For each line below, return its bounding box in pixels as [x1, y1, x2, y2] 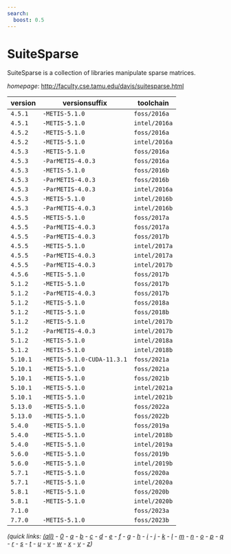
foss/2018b [133, 309, 170, 316]
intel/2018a [133, 337, 173, 344]
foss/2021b [133, 375, 170, 382]
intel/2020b [133, 498, 173, 505]
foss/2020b [133, 488, 170, 496]
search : [7, 10, 30, 17]
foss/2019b [133, 450, 170, 458]
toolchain [137, 98, 170, 108]
